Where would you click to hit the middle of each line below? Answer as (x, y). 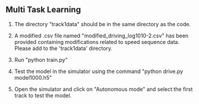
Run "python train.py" (41, 59)
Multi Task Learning (43, 10)
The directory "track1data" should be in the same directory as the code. (102, 24)
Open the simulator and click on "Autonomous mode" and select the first (103, 89)
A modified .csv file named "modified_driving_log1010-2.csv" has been (101, 36)
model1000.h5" (33, 77)
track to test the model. (43, 95)
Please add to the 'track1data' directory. (63, 48)
